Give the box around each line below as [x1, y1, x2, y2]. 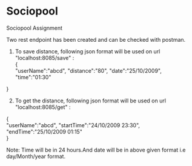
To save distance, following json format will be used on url [15, 47, 161, 55]
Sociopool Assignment [6, 24, 62, 32]
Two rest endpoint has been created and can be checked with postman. [6, 36, 186, 43]
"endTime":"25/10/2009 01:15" [6, 128, 83, 135]
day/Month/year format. [6, 153, 65, 160]
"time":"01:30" [15, 73, 51, 81]
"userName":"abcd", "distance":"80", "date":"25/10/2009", [15, 67, 162, 74]
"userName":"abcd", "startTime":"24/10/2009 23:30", [6, 121, 141, 128]
